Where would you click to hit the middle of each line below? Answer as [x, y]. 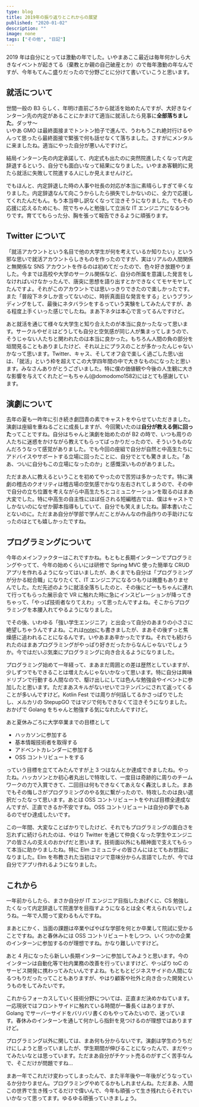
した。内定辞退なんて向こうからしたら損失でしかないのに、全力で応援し [105, 193]
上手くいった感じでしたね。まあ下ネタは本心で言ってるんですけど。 [105, 311]
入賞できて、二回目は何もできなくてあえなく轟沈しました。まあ [115, 785]
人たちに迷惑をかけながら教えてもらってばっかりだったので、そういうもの [97, 442]
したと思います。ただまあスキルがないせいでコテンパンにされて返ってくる [102, 687]
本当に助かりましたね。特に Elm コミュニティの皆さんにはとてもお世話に [100, 849]
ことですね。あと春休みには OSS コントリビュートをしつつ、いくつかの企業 [99, 936]
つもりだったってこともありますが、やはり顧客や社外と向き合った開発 [97, 978]
